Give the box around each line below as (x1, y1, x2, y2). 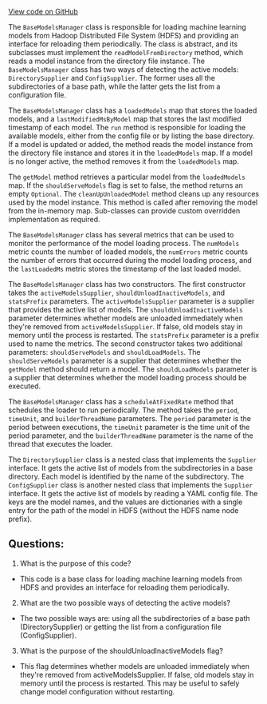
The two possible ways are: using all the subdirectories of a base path (19, 613, 250, 622)
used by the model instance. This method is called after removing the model (8, 197, 258, 207)
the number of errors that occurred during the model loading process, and (8, 256, 253, 264)
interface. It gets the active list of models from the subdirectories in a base (8, 463, 253, 472)
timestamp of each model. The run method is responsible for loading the (8, 123, 246, 132)
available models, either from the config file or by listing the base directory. (8, 131, 255, 141)
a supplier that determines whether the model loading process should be (8, 373, 247, 382)
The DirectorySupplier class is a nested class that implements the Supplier (8, 455, 257, 464)
